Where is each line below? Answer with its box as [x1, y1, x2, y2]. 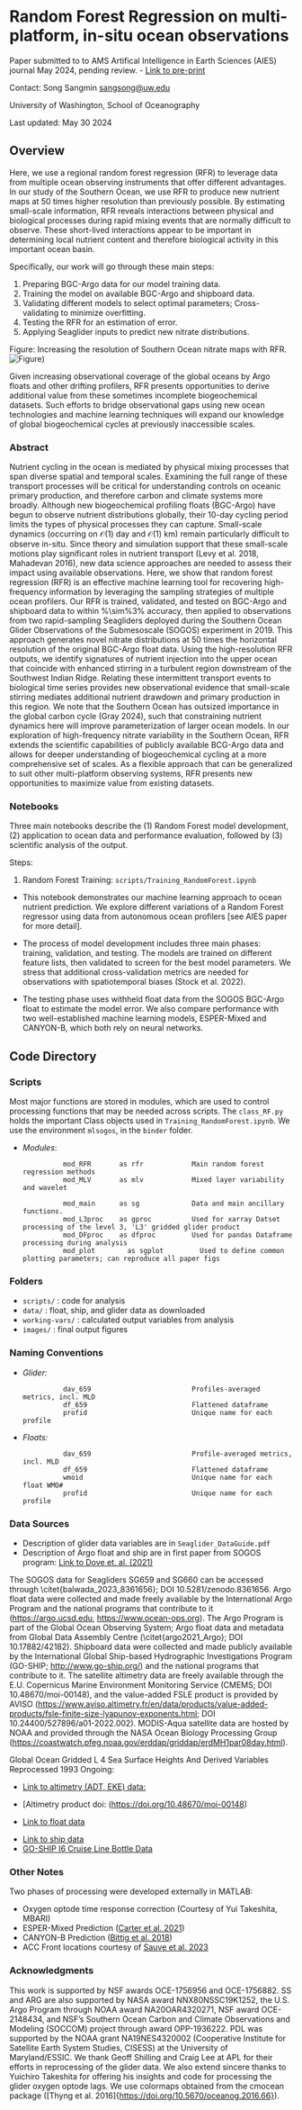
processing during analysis [22, 1239, 128, 1248]
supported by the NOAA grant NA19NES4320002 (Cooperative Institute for [9, 2033, 286, 2043]
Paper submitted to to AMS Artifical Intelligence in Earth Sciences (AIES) [9, 55, 277, 66]
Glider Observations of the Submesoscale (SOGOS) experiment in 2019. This [9, 625, 293, 636]
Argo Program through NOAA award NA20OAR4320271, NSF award [9, 2004, 260, 2015]
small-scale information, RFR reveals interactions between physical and [9, 205, 274, 216]
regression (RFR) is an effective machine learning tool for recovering [9, 577, 262, 588]
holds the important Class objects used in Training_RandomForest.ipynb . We [9, 1115, 290, 1126]
